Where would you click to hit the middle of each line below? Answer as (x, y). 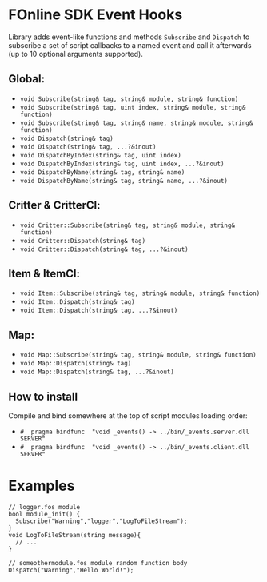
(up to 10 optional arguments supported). (76, 54)
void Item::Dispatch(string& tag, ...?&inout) (99, 311)
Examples (42, 486)
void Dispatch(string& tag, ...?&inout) (88, 147)
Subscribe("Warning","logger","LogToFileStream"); (102, 521)
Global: (27, 79)
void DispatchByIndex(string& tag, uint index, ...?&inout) (122, 164)
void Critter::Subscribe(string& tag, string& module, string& (128, 225)
